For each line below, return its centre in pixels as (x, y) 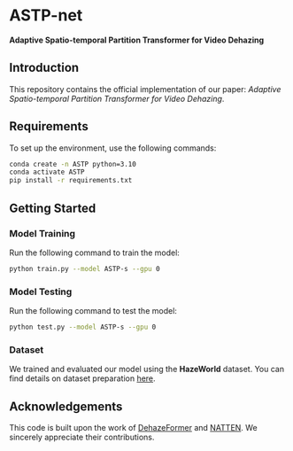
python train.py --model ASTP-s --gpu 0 (85, 268)
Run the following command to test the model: (93, 311)
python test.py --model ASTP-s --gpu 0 (83, 327)
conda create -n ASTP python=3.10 (73, 164)
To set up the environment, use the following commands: (113, 148)
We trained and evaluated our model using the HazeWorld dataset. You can (147, 369)
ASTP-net (46, 16)
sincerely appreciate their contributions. (82, 437)
